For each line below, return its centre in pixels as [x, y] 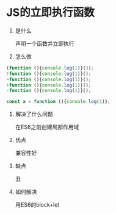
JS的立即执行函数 [50, 12]
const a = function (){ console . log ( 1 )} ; [59, 102]
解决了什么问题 [34, 114]
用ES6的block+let [37, 205]
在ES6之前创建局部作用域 [47, 127]
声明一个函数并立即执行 [45, 43]
